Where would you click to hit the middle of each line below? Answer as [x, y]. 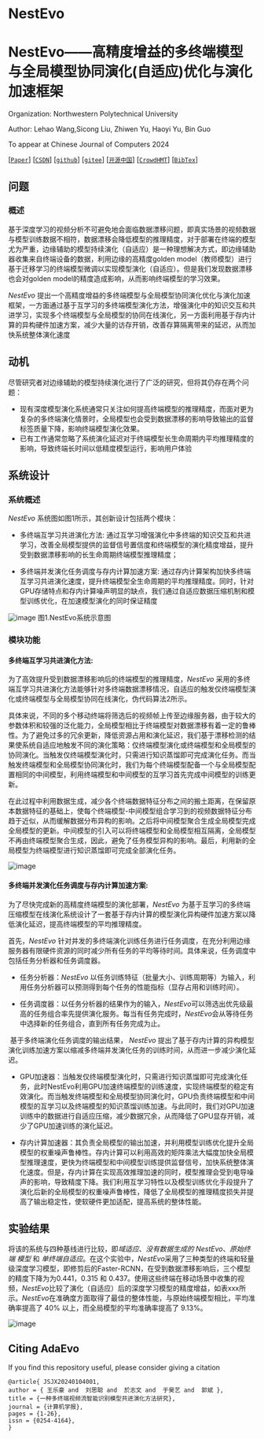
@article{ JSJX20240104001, [54, 1382]
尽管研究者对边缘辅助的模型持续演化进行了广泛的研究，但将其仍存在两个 [125, 382]
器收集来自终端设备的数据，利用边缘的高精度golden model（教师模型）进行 [130, 259]
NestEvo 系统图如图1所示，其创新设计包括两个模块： [93, 518]
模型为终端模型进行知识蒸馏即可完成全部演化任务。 [97, 850]
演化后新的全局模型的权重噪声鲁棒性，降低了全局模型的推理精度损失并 [133, 1191]
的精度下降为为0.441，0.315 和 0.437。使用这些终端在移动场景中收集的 [123, 1278]
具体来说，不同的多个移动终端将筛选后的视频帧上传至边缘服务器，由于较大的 [132, 716]
